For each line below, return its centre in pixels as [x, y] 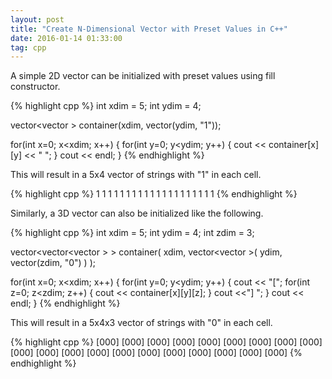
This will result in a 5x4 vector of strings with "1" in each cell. [136, 175]
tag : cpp [28, 47]
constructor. [35, 87]
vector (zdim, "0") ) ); [53, 263]
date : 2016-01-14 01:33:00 [66, 38]
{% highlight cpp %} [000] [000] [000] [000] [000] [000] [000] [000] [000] [166, 342]
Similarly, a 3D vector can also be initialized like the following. [137, 213]
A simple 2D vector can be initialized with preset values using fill [143, 76]
